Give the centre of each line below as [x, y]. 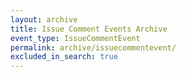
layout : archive [44, 19]
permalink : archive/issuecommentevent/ [93, 47]
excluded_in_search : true [64, 57]
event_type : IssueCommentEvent [75, 38]
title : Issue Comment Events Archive [89, 29]
